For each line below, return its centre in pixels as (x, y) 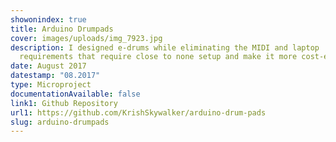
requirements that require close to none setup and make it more (158, 57)
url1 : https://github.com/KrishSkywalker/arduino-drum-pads (138, 112)
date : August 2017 (48, 66)
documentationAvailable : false (75, 94)
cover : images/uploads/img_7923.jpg (86, 38)
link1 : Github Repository (64, 103)
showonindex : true (48, 19)
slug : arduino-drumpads (60, 122)
